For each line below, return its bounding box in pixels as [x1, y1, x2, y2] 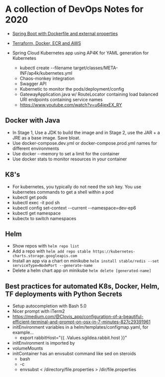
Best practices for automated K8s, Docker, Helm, [5, 282, 160, 290]
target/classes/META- [73, 65, 118, 71]
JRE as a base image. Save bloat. [12, 134, 81, 140]
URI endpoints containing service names [19, 96, 103, 103]
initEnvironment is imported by [12, 340, 76, 346]
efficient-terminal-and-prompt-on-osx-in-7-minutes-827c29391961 [12, 319, 151, 325]
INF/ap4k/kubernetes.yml [19, 70, 73, 76]
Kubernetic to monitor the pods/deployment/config [19, 86, 124, 92]
